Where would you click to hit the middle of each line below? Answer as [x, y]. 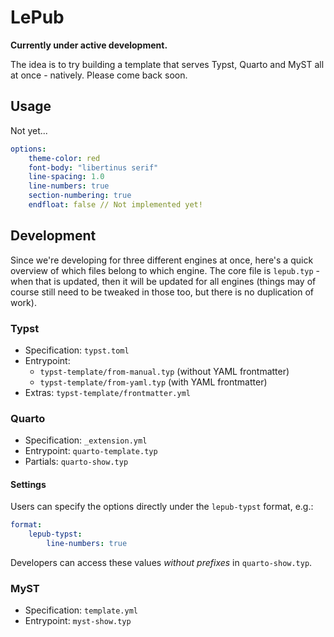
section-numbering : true [80, 196]
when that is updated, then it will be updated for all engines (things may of [163, 281]
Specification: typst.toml [77, 350]
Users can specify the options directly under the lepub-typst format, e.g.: [162, 507]
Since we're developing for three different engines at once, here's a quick [162, 260]
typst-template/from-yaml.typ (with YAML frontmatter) [153, 382]
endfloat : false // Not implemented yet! [115, 205]
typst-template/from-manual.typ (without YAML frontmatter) [164, 371]
